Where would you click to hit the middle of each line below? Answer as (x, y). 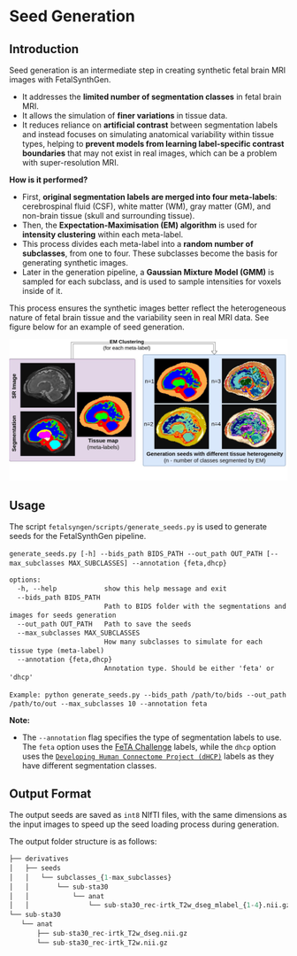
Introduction (44, 49)
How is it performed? (49, 180)
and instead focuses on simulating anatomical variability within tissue (148, 134)
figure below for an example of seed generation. (97, 327)
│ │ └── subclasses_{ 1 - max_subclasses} (91, 877)
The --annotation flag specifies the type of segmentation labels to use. (152, 737)
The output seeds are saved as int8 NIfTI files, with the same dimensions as (148, 815)
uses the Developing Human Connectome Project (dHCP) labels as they (148, 756)
